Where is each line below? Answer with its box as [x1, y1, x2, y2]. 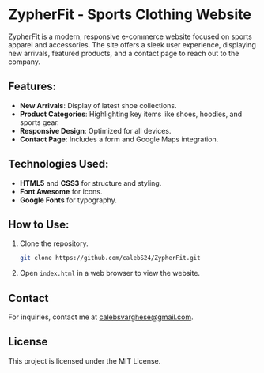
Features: [8, 80, 57, 93]
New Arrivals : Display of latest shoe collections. [19, 100, 177, 110]
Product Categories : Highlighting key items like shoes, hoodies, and [19, 109, 243, 119]
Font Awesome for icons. [19, 186, 103, 196]
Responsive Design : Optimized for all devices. [19, 126, 172, 135]
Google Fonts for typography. [19, 195, 117, 205]
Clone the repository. [19, 239, 89, 248]
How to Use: [8, 217, 70, 231]
